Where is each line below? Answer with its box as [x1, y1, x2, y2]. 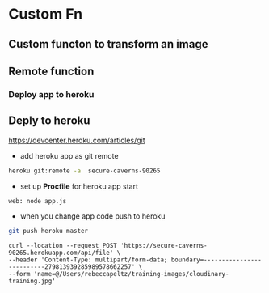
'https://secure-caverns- [120, 242, 208, 250]
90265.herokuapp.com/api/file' [8, 248, 114, 257]
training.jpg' [8, 277, 57, 286]
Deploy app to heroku [8, 88, 95, 100]
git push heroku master [8, 227, 89, 236]
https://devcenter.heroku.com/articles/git [8, 135, 145, 145]
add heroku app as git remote [19, 151, 119, 160]
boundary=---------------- [170, 256, 263, 264]
